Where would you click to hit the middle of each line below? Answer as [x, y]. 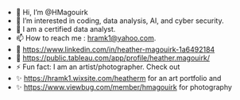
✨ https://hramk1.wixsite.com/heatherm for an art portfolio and [118, 78]
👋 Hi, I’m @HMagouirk [52, 12]
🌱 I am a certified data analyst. [66, 29]
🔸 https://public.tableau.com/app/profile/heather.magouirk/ [113, 58]
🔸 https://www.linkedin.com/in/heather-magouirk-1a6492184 [115, 49]
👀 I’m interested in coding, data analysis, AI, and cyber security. [120, 21]
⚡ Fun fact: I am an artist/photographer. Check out [98, 67]
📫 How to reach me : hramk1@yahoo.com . [86, 38]
